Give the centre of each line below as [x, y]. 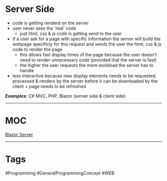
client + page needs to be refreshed [49, 86]
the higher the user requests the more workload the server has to [86, 65]
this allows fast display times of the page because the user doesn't [88, 54]
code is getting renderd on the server [51, 23]
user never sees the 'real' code [44, 28]
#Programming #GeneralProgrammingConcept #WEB [60, 173]
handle [27, 70]
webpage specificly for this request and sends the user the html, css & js [87, 44]
